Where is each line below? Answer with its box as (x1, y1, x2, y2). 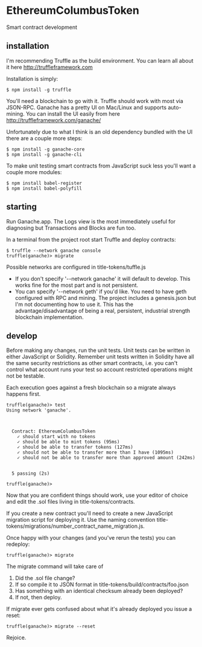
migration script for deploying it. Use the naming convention (6, 516, 156, 524)
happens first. (6, 390, 41, 398)
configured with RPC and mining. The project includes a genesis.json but (14, 294, 197, 301)
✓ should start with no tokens (17, 434, 96, 440)
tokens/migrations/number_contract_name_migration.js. (6, 522, 145, 530)
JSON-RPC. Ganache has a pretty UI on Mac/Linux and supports (6, 104, 167, 111)
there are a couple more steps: (6, 134, 83, 142)
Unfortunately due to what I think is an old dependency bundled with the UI (6, 128, 193, 136)
